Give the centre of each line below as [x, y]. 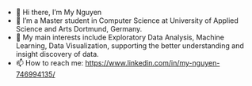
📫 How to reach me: [50, 63]
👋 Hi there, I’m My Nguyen [59, 12]
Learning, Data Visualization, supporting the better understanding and [130, 46]
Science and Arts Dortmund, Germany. [79, 29]
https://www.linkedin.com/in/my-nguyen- [153, 63]
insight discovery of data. [57, 54]
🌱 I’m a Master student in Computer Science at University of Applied [127, 21]
